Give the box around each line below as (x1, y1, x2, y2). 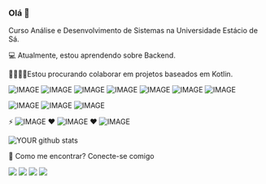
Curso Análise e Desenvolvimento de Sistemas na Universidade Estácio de (8, 26, 259, 36)
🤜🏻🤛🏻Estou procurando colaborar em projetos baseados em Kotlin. (8, 69, 233, 79)
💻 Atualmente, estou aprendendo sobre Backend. (8, 50, 177, 60)
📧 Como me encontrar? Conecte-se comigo (8, 152, 155, 161)
